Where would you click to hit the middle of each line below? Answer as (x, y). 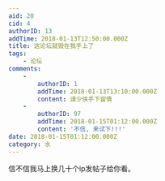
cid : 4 (19, 24)
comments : (25, 69)
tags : (17, 54)
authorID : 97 (59, 114)
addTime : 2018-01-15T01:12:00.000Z (97, 122)
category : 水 (30, 144)
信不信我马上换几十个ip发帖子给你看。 (72, 168)
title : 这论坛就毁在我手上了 (51, 46)
